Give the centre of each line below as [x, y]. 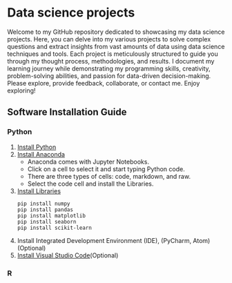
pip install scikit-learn [54, 228]
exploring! [21, 90]
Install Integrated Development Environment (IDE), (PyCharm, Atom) [114, 240]
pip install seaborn [47, 222]
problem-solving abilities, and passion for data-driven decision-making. [109, 76]
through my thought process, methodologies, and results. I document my [111, 61]
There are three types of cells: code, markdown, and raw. [109, 176]
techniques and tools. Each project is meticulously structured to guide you [113, 54]
